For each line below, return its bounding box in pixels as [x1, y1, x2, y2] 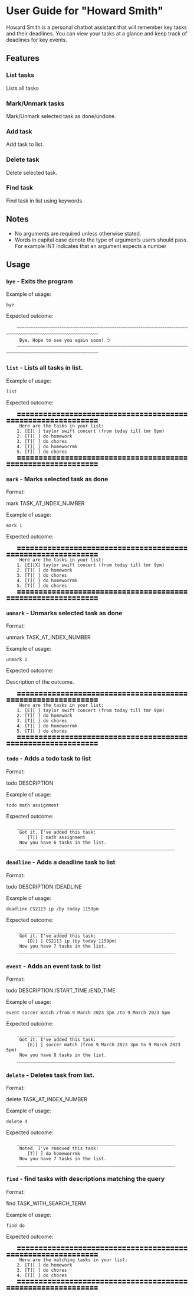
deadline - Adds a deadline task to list [6, 858, 116, 866]
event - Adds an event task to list [6, 962, 101, 970]
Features [6, 53, 40, 63]
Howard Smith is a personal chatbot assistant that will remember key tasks [6, 24, 188, 31]
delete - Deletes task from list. [6, 1071, 95, 1079]
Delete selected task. [6, 169, 58, 176]
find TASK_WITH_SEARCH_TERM [6, 1200, 87, 1207]
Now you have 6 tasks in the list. [19, 840, 107, 845]
